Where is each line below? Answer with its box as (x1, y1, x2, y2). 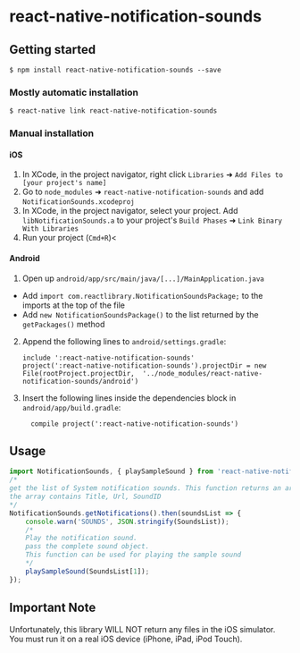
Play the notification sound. (25, 534, 138, 543)
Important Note (9, 600, 96, 615)
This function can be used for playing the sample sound (25, 550, 242, 560)
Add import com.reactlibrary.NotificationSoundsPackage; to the (21, 290, 263, 301)
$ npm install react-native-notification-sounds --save (9, 65, 221, 74)
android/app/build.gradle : (21, 402, 121, 412)
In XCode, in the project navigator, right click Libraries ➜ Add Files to (21, 169, 284, 180)
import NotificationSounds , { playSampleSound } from (9, 467, 214, 476)
